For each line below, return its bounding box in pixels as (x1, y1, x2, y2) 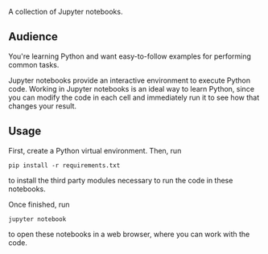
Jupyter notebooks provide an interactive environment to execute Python (8, 76, 251, 85)
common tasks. (8, 59, 60, 69)
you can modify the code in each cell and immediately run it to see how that (8, 92, 260, 102)
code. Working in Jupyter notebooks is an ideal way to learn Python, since (8, 84, 255, 93)
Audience (8, 30, 59, 43)
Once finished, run (8, 199, 70, 209)
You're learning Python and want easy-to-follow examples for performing (8, 51, 252, 61)
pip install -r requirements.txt (8, 161, 121, 170)
